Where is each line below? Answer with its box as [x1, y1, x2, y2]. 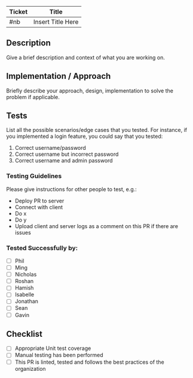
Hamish [14, 284, 34, 291]
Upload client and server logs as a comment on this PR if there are [14, 222, 178, 229]
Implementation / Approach [6, 71, 111, 81]
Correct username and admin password [14, 157, 113, 164]
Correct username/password [14, 145, 87, 152]
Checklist [6, 328, 43, 339]
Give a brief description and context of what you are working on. [6, 54, 166, 61]
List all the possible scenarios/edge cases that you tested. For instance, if [6, 127, 187, 134]
